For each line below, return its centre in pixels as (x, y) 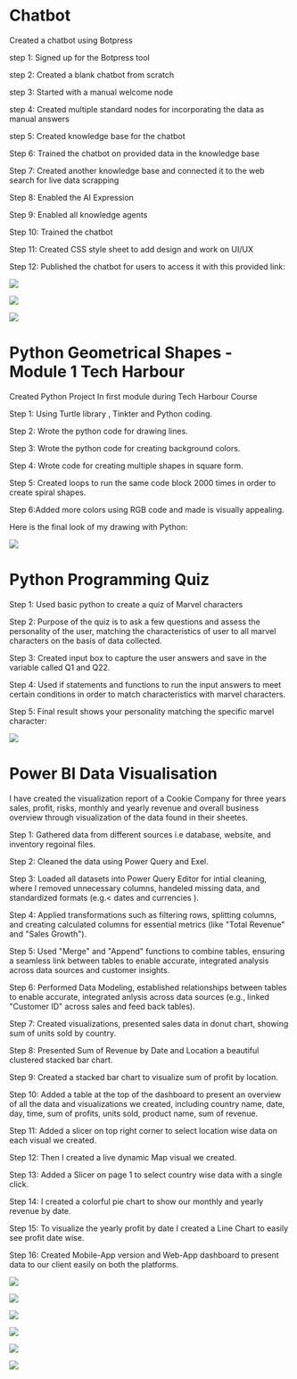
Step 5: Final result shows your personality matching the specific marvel (142, 711)
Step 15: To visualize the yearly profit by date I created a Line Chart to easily (149, 1228)
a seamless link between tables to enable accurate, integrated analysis (139, 961)
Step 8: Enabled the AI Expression (71, 197)
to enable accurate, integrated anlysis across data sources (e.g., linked (140, 996)
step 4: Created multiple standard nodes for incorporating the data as (137, 109)
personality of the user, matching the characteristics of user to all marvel (143, 631)
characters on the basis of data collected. (86, 640)
